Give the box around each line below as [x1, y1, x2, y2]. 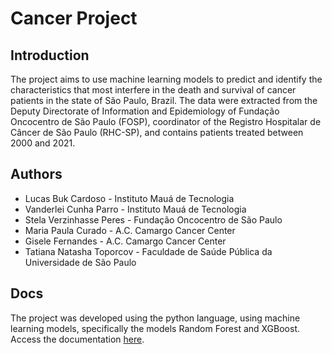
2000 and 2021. [10, 137, 76, 149]
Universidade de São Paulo [24, 256, 137, 268]
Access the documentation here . [10, 333, 145, 345]
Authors [10, 166, 63, 183]
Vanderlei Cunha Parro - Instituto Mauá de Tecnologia [24, 203, 247, 215]
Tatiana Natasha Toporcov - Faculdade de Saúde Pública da [24, 245, 273, 257]
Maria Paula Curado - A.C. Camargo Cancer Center [24, 224, 236, 236]
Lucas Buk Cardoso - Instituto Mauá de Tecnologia [24, 192, 235, 204]
